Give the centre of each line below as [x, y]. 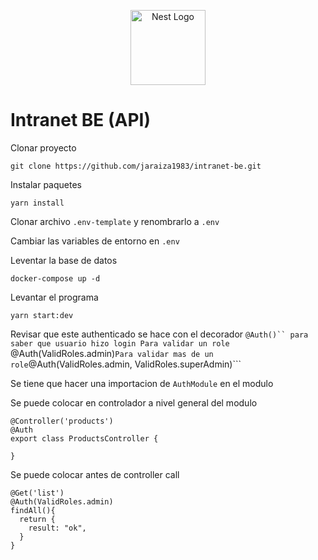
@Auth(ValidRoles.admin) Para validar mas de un [112, 353]
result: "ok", [57, 528]
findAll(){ [33, 510]
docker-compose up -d [55, 278]
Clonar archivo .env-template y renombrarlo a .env [115, 221]
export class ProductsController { [84, 438]
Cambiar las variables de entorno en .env [95, 241]
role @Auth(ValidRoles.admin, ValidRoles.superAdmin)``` [126, 364]
